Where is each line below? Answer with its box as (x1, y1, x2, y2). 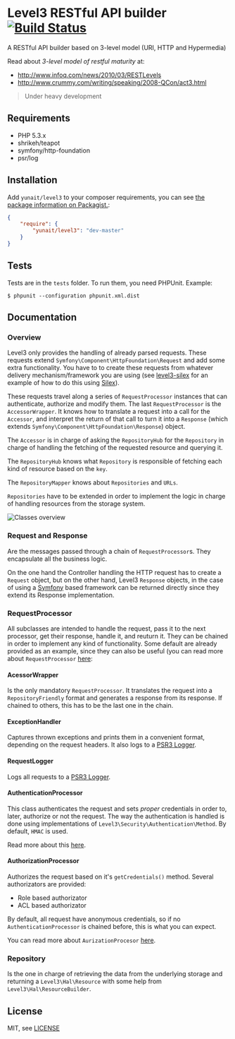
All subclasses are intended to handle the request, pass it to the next (7, 624, 206, 633)
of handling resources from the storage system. (7, 499, 146, 508)
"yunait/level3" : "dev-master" (32, 227, 125, 234)
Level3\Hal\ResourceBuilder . (7, 985, 91, 993)
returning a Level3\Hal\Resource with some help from (7, 977, 162, 986)
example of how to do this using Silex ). (7, 379, 120, 387)
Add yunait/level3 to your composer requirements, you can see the (7, 193, 205, 201)
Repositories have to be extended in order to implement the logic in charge (7, 492, 226, 501)
